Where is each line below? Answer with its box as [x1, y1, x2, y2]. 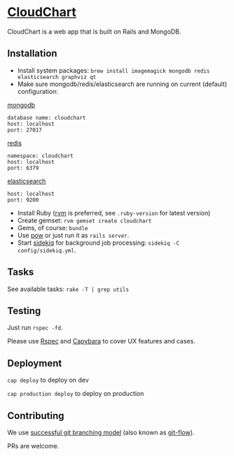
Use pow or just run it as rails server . [17, 231, 130, 239]
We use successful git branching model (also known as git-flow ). [7, 428, 195, 436]
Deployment [7, 357, 62, 369]
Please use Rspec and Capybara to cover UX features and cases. [7, 337, 196, 345]
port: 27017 [7, 127, 42, 134]
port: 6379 [7, 164, 39, 171]
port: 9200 [7, 197, 39, 204]
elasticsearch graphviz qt [17, 73, 97, 80]
